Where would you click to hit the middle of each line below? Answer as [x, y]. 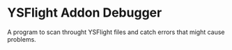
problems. [22, 39]
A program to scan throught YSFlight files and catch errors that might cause [116, 32]
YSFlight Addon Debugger [85, 13]
